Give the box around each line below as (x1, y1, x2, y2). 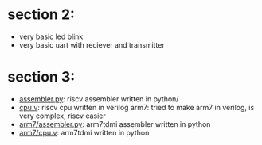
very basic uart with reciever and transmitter (18, 40, 165, 49)
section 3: (7, 68, 76, 86)
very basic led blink (18, 32, 84, 41)
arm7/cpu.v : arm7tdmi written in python (18, 128, 150, 137)
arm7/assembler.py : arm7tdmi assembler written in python (18, 119, 211, 128)
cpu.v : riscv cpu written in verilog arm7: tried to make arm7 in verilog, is (18, 102, 255, 112)
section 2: (7, 6, 75, 24)
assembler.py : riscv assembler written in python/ (18, 93, 179, 104)
